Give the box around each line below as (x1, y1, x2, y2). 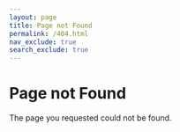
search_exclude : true (9, 46, 89, 55)
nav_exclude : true (9, 37, 77, 47)
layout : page (9, 12, 57, 22)
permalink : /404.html (9, 29, 89, 38)
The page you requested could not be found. (9, 113, 172, 123)
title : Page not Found (9, 21, 93, 30)
